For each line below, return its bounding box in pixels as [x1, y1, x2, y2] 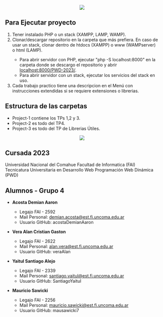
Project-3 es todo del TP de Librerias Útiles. [12, 125, 101, 131]
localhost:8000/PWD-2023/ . [19, 67, 77, 73]
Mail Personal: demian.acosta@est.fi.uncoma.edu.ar [19, 214, 124, 220]
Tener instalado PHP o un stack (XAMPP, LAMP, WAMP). [12, 31, 126, 37]
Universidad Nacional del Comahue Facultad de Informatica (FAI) [5, 162, 136, 168]
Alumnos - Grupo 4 [5, 186, 64, 195]
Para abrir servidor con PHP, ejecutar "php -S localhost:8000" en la [19, 56, 156, 62]
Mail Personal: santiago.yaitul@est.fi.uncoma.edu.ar [19, 273, 124, 279]
